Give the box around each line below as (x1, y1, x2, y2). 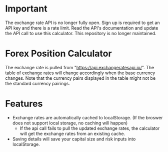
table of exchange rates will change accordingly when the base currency (5, 70, 155, 76)
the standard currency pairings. (5, 80, 70, 86)
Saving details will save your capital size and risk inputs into (12, 136, 136, 142)
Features (5, 98, 43, 109)
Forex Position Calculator (5, 48, 112, 59)
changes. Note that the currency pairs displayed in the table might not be (5, 75, 156, 81)
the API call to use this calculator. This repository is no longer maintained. (5, 30, 156, 36)
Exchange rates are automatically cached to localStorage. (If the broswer (12, 114, 163, 120)
